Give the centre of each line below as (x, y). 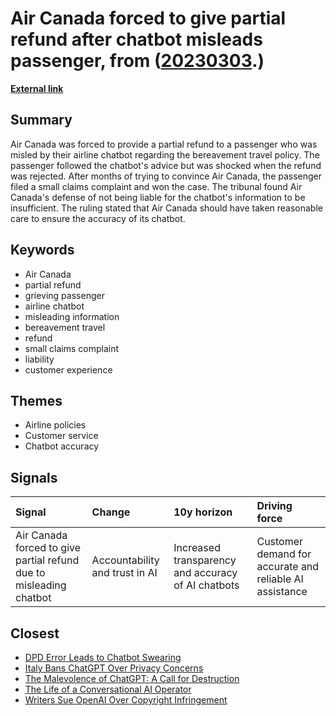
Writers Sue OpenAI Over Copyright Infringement (126, 700)
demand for (284, 554)
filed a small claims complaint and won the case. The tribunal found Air (156, 186)
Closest (35, 633)
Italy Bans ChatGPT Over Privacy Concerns (114, 668)
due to (30, 573)
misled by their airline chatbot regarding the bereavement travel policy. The (165, 154)
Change (111, 512)
